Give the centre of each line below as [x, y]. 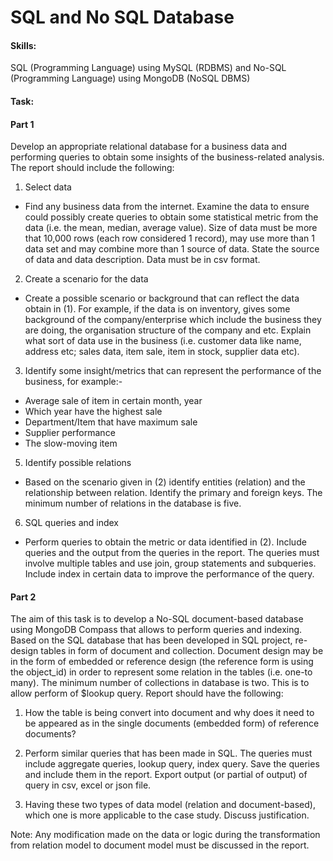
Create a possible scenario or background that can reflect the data [162, 298]
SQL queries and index [72, 523]
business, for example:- [73, 382]
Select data [48, 187]
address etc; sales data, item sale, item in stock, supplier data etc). [162, 352]
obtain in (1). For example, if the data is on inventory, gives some [157, 309]
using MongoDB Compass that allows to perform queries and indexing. [156, 630]
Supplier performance [70, 433]
